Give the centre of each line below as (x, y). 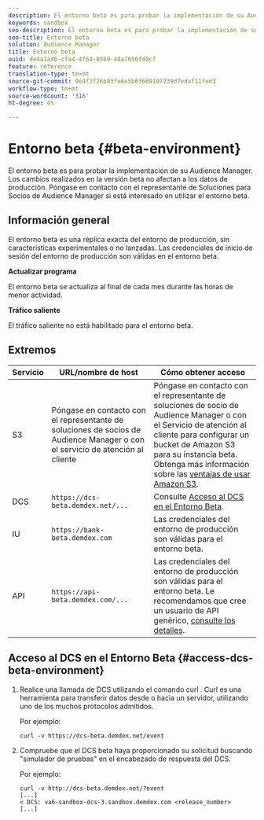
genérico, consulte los (194, 620)
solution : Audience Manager (54, 45)
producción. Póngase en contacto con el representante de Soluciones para (130, 188)
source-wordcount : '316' (49, 96)
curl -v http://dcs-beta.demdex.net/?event (92, 788)
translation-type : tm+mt (49, 74)
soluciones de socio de (196, 405)
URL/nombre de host (99, 372)
